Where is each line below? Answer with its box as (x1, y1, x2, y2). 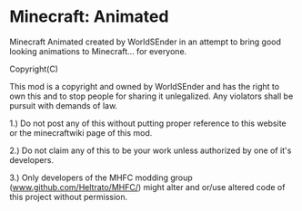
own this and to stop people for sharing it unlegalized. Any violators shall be (9, 91, 294, 101)
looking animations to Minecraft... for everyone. (9, 45, 187, 56)
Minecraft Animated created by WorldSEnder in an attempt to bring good (9, 36, 282, 47)
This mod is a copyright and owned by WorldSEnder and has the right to (9, 81, 280, 91)
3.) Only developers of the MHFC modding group (9, 172, 193, 183)
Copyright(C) (9, 63, 59, 74)
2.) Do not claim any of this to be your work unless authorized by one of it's (9, 145, 292, 156)
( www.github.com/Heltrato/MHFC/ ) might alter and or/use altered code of (9, 181, 286, 192)
